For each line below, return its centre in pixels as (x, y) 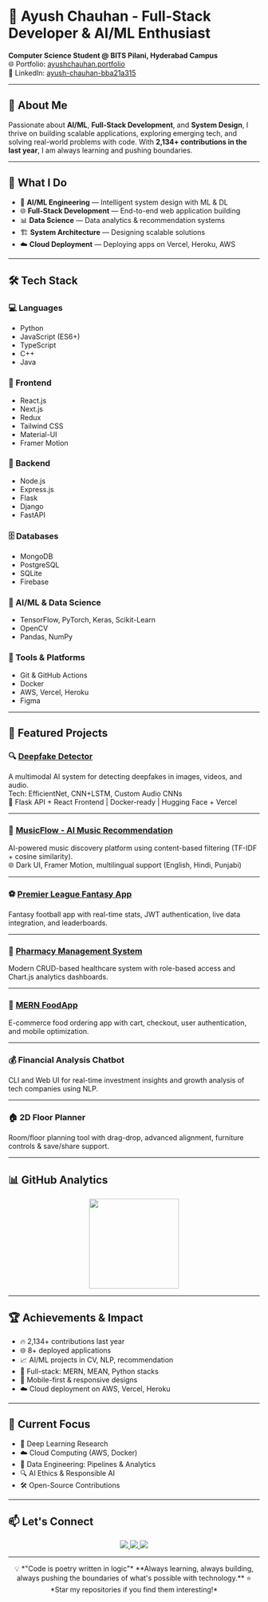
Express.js (37, 489)
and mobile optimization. (49, 1031)
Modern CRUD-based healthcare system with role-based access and (122, 968)
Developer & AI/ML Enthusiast (110, 33)
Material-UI (38, 434)
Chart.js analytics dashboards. (59, 977)
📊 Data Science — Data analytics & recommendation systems (122, 220)
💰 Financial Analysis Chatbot (67, 1059)
